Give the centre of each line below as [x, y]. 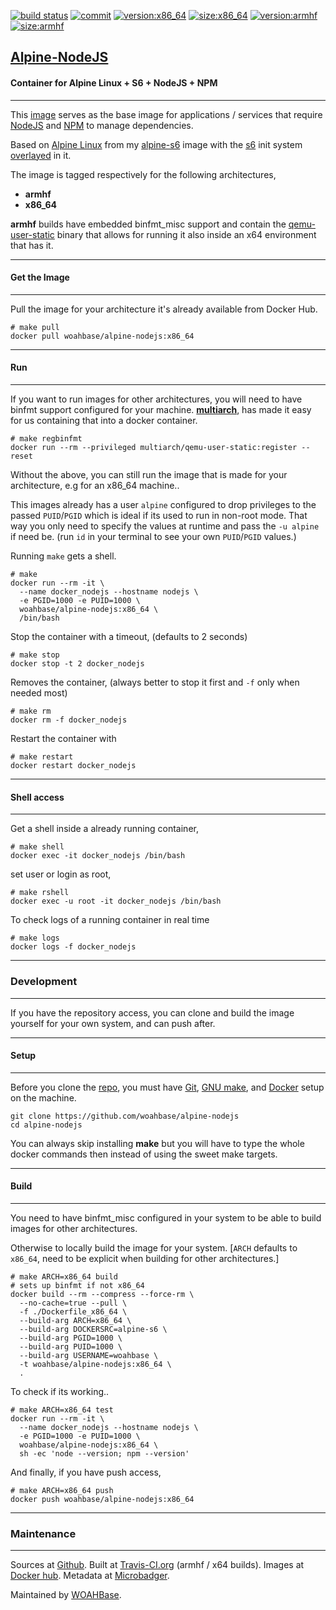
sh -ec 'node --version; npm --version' [104, 1453]
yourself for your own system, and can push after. [113, 1023]
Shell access [37, 797]
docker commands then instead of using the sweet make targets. [144, 1154]
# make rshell [40, 893]
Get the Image [40, 277]
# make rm [31, 711]
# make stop [35, 655]
